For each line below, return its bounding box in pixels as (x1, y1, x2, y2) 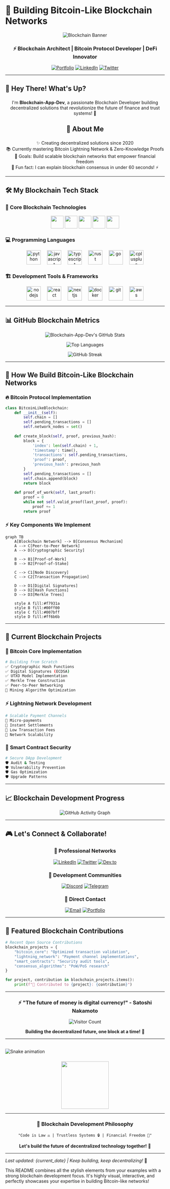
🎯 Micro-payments (5, 718, 42, 723)
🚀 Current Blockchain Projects (5, 632, 102, 642)
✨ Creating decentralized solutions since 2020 (36, 140, 134, 146)
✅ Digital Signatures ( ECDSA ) (5, 669, 70, 674)
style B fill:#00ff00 (14, 606, 60, 611)
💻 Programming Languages (5, 236, 75, 243)
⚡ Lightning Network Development (5, 700, 92, 707)
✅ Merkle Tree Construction (5, 678, 66, 684)
